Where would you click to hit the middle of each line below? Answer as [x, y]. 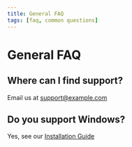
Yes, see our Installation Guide [51, 136]
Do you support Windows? [66, 119]
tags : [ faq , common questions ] [53, 20]
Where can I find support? [65, 81]
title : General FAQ [36, 14]
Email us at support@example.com [57, 97]
